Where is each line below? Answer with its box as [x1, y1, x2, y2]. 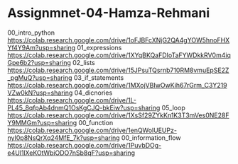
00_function [77, 118, 114, 127]
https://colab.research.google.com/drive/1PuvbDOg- [7, 141, 162, 149]
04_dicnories [74, 88, 113, 97]
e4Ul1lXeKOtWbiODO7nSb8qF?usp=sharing [7, 148, 136, 157]
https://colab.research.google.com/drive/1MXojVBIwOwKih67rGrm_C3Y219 [7, 81, 227, 89]
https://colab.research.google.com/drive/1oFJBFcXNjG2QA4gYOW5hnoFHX [7, 35, 230, 44]
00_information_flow [121, 133, 181, 142]
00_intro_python [7, 28, 55, 37]
